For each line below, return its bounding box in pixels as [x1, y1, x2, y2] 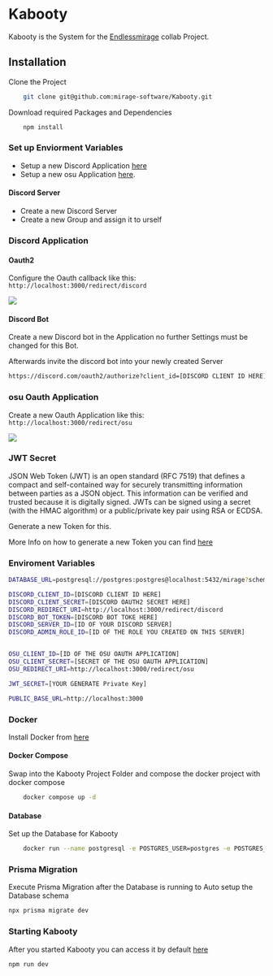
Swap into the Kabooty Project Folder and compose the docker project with [8, 769, 261, 779]
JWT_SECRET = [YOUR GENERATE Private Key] [8, 679, 148, 688]
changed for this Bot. [8, 341, 79, 350]
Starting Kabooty [8, 926, 78, 937]
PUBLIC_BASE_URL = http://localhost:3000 [8, 694, 144, 703]
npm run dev [8, 960, 49, 968]
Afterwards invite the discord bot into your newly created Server [8, 357, 223, 367]
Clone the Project [8, 76, 67, 86]
